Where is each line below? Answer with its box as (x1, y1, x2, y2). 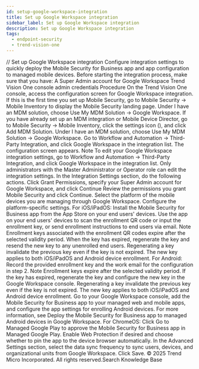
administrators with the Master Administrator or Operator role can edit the (6, 166, 187, 173)
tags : (6, 31, 20, 37)
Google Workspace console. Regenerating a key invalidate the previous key (6, 280, 191, 287)
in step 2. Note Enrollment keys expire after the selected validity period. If (6, 267, 186, 274)
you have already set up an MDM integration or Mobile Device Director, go (6, 115, 188, 122)
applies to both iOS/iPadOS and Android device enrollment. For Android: (6, 255, 182, 262)
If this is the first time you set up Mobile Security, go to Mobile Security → (6, 96, 187, 103)
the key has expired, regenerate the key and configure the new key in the (6, 274, 185, 281)
